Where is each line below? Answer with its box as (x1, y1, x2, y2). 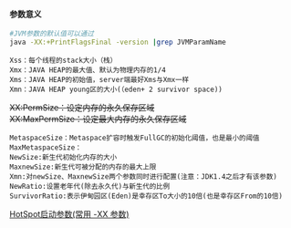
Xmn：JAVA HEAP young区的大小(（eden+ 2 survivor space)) (9, 85, 223, 94)
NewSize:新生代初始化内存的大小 (9, 152, 118, 161)
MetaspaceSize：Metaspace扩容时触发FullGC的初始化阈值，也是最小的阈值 (9, 133, 260, 142)
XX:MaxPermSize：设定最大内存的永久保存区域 (9, 113, 187, 124)
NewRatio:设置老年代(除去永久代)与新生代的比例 (9, 181, 171, 191)
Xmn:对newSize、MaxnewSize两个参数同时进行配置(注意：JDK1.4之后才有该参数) (9, 171, 278, 181)
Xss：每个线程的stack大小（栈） (9, 56, 118, 65)
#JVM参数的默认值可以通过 (9, 29, 94, 38)
